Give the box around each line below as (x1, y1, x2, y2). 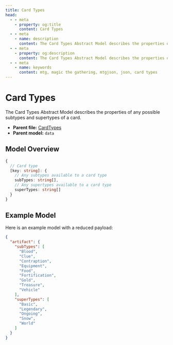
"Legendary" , (19, 306, 47, 312)
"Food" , (19, 268, 36, 273)
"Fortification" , (19, 273, 57, 278)
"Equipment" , (19, 263, 47, 268)
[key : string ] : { (10, 168, 47, 173)
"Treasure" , (19, 283, 45, 288)
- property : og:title (14, 22, 61, 27)
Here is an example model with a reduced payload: (5, 225, 113, 231)
